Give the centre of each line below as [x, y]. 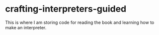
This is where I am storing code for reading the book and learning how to [80, 22]
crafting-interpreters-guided [66, 9]
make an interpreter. [26, 27]
